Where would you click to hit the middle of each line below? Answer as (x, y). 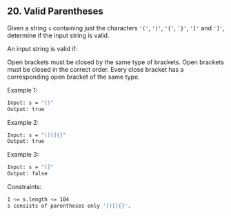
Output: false (28, 174)
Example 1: (22, 90)
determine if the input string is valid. (58, 35)
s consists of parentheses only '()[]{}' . (69, 206)
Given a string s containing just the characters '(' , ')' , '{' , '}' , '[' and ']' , (116, 28)
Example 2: (23, 122)
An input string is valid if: (42, 48)
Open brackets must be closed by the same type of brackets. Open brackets (115, 62)
